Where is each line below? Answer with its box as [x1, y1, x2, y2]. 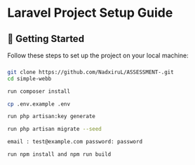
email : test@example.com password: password [7, 138, 142, 145]
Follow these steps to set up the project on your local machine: [7, 51, 189, 59]
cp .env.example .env [7, 100, 71, 108]
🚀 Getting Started [7, 33, 85, 45]
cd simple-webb [7, 75, 52, 82]
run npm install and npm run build [7, 151, 112, 158]
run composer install [7, 87, 71, 95]
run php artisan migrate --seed [7, 126, 102, 133]
